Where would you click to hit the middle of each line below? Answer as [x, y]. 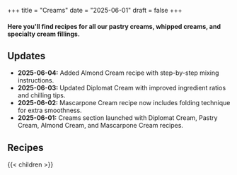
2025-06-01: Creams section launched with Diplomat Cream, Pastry [117, 118]
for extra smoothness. [50, 110]
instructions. [36, 80]
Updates [27, 56]
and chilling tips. [41, 95]
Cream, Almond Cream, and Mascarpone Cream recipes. [100, 126]
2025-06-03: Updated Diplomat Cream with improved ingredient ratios [122, 88]
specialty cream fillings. [44, 34]
